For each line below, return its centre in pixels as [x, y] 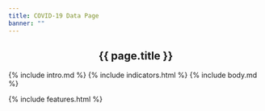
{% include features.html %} [56, 99]
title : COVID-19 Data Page [54, 16]
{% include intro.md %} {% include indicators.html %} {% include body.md [133, 75]
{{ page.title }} [136, 56]
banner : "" [27, 23]
